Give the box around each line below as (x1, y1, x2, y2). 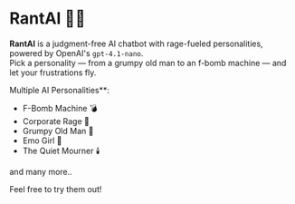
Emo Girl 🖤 (22, 135, 62, 146)
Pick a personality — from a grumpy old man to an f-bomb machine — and (9, 57, 287, 68)
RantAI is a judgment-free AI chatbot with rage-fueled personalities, (9, 38, 264, 49)
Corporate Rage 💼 (22, 115, 90, 126)
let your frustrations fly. (9, 67, 97, 78)
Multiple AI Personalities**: (9, 84, 110, 95)
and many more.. (9, 166, 72, 177)
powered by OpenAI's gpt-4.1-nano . (9, 47, 144, 58)
